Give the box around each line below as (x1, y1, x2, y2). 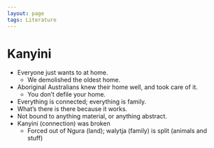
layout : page (7, 10, 45, 17)
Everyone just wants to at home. (16, 69, 108, 77)
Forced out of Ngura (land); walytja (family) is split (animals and (27, 127, 207, 135)
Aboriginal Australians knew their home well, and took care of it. (16, 83, 198, 91)
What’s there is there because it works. (16, 105, 128, 113)
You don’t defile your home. (27, 90, 106, 99)
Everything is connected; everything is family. (16, 97, 146, 106)
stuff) (27, 134, 43, 143)
